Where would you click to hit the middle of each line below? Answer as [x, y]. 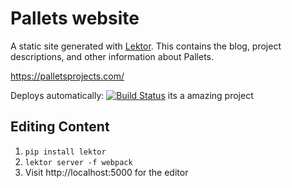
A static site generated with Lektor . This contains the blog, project [146, 46]
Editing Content [60, 127]
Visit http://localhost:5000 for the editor [106, 172]
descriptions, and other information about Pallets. [112, 56]
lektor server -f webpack [78, 162]
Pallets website [75, 18]
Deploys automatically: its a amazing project [132, 95]
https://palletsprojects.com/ [67, 76]
